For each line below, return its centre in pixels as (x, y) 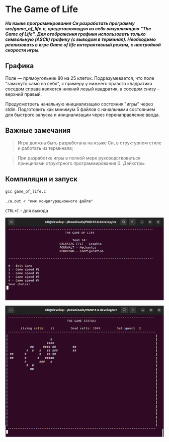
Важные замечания (38, 130)
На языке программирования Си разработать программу (70, 23)
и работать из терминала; (45, 148)
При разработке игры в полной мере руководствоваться (79, 158)
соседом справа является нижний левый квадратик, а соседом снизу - (82, 89)
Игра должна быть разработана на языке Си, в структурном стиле (90, 143)
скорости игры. (23, 50)
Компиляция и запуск (41, 179)
